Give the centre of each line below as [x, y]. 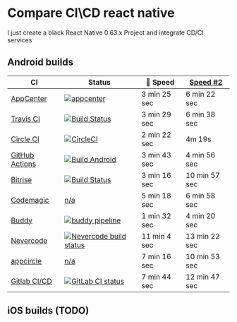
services [20, 40]
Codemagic [30, 200]
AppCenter [29, 98]
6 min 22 [201, 94]
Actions [24, 164]
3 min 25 [156, 94]
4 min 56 [201, 155]
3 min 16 [156, 175]
